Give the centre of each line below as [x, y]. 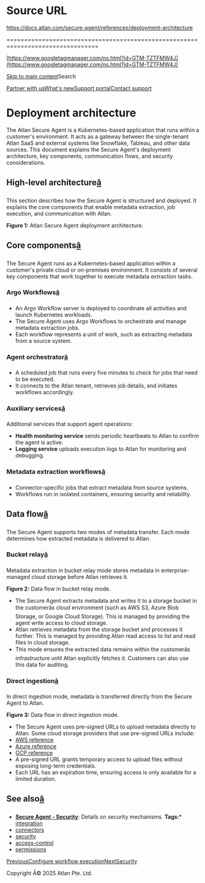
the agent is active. [39, 443]
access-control [34, 843]
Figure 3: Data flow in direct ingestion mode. [63, 715]
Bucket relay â [27, 554]
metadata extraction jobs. [47, 327]
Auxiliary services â [36, 408]
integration [29, 823]
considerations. [26, 162]
